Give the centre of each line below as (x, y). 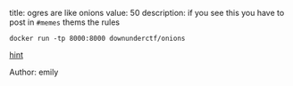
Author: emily (34, 72)
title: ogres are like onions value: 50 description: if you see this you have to (147, 13)
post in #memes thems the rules (65, 22)
